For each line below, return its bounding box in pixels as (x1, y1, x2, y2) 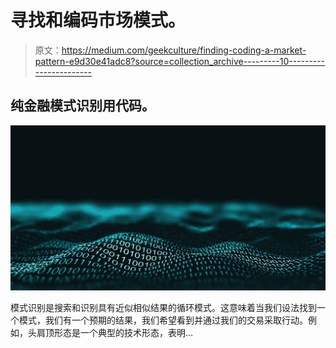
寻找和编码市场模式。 (10, 9, 187, 32)
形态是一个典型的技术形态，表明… (53, 327, 194, 339)
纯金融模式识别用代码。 (10, 97, 155, 115)
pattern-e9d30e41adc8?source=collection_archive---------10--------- (34, 55, 326, 67)
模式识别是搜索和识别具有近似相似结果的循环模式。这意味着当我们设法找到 (10, 302, 317, 314)
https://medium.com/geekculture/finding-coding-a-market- (61, 44, 307, 56)
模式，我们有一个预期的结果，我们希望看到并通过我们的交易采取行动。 (18, 314, 308, 326)
